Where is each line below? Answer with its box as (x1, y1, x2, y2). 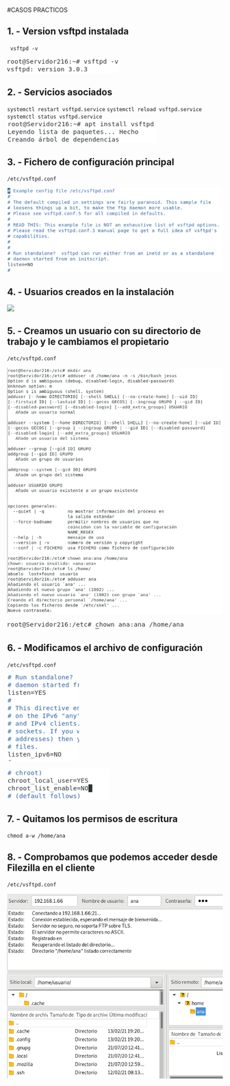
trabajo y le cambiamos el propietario (7, 335, 169, 347)
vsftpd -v (10, 45, 38, 52)
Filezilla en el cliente (7, 862, 96, 873)
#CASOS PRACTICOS (7, 6, 68, 14)
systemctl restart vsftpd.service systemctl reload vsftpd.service (7, 106, 202, 113)
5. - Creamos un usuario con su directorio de (7, 325, 201, 337)
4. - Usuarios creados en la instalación (7, 286, 175, 298)
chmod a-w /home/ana (7, 833, 66, 840)
